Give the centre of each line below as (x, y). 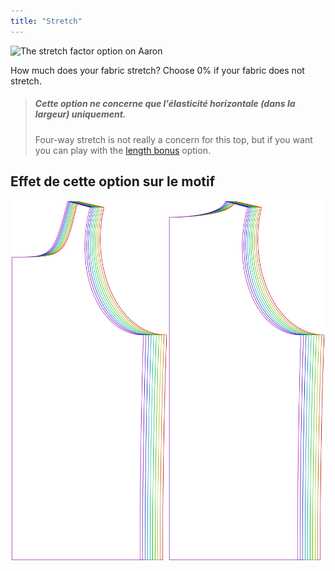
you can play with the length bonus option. (122, 150)
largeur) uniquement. (80, 114)
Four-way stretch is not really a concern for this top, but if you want (173, 139)
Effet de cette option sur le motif (113, 181)
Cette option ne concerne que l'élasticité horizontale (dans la (165, 104)
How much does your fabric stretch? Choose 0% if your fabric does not (157, 70)
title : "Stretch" (46, 21)
